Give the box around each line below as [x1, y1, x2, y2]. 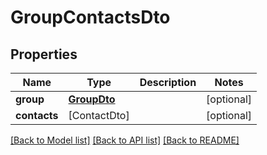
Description [139, 76, 197, 89]
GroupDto [68, 92, 116, 106]
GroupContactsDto [10, 6, 171, 29]
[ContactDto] [68, 109, 130, 122]
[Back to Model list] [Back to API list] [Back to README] [10, 134, 240, 146]
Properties [10, 46, 78, 63]
